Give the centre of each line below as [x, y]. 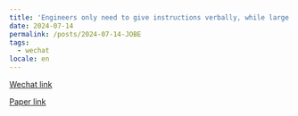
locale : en [29, 59]
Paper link [28, 102]
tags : [19, 42]
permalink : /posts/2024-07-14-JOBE [75, 34]
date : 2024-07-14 [41, 26]
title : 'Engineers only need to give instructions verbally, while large [149, 17]
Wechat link [31, 84]
